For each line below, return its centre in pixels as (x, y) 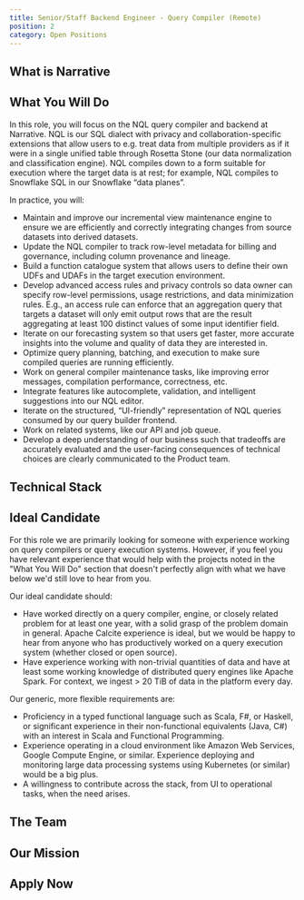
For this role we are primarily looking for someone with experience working (150, 539)
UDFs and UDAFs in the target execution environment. (123, 275)
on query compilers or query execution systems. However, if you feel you (146, 549)
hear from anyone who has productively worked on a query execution (153, 642)
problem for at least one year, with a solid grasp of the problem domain (155, 623)
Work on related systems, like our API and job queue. (122, 430)
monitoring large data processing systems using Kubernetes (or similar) (156, 765)
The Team (39, 822)
